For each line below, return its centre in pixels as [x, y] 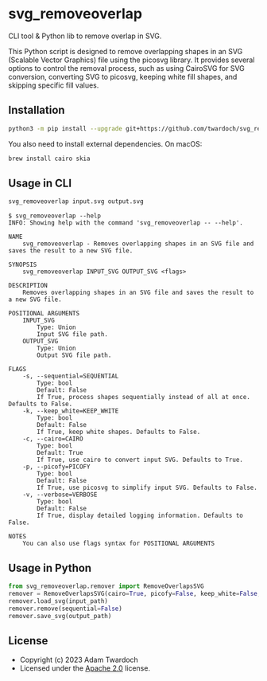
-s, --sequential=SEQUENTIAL [71, 376]
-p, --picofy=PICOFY [56, 467]
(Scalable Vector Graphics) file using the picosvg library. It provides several [132, 60]
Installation [37, 110]
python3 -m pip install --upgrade [66, 128]
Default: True [60, 453]
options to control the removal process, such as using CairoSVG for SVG [126, 68]
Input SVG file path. [73, 335]
